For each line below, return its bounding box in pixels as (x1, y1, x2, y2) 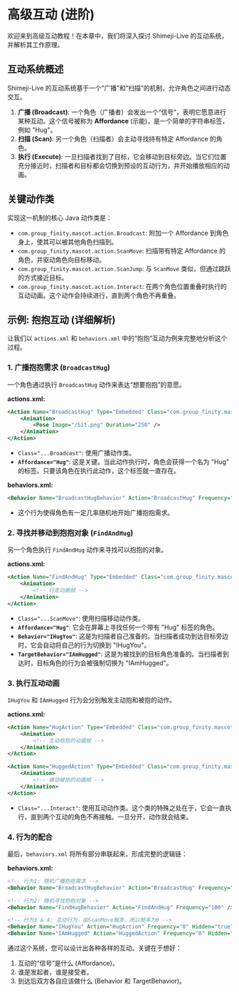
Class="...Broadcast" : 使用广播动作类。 (17, 449, 135, 457)
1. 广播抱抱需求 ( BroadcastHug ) (7, 363, 110, 373)
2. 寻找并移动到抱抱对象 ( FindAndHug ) (7, 527, 134, 537)
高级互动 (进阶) (7, 6, 95, 23)
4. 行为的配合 (7, 832, 53, 842)
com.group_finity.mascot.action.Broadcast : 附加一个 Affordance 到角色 (17, 228, 229, 237)
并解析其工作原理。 (7, 40, 64, 49)
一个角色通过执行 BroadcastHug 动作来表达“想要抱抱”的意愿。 (7, 380, 186, 389)
